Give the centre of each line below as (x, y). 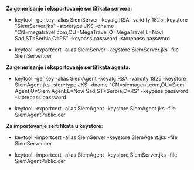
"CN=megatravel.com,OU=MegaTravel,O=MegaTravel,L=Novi (89, 32)
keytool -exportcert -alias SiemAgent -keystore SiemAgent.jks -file (95, 108)
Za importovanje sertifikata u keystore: (55, 126)
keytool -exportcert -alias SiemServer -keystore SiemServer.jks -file (96, 50)
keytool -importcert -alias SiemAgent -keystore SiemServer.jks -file (96, 155)
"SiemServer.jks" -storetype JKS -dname (64, 26)
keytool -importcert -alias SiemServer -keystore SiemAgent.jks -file (96, 137)
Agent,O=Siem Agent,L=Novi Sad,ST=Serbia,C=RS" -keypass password (101, 91)
